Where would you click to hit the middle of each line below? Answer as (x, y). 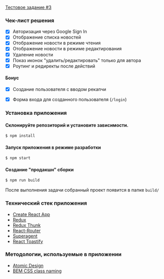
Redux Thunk (26, 225)
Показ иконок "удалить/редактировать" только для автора (77, 60)
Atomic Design (28, 265)
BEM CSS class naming (37, 271)
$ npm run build (22, 180)
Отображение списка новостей (47, 37)
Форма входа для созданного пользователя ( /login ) (70, 99)
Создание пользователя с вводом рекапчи (59, 89)
